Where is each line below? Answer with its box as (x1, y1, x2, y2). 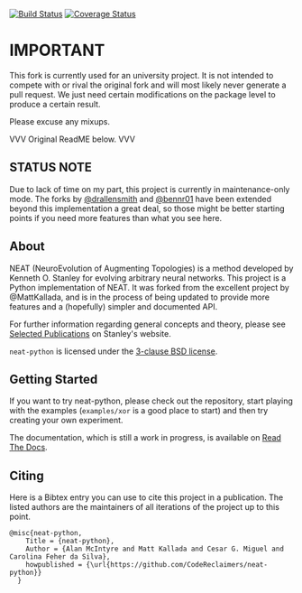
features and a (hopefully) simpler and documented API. (9, 301, 218, 311)
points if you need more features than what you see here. (9, 212, 223, 223)
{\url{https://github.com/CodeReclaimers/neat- (86, 561, 269, 570)
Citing (9, 468, 44, 483)
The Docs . (9, 442, 48, 453)
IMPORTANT (9, 41, 105, 60)
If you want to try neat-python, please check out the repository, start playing (9, 395, 293, 406)
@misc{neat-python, (9, 529, 83, 538)
